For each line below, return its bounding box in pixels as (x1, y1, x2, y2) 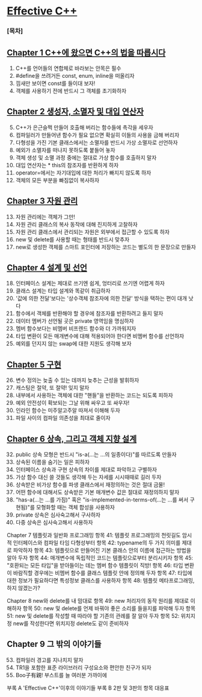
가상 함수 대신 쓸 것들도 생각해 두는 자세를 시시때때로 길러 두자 (15, 473, 162, 480)
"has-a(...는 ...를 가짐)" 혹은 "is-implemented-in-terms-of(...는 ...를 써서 (15, 496, 189, 503)
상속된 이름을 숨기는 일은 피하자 (15, 458, 90, 465)
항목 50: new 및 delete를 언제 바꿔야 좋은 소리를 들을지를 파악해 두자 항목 (22, 605, 196, 612)
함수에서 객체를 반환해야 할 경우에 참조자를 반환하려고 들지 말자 (15, 310, 164, 317)
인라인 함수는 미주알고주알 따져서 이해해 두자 (15, 407, 121, 414)
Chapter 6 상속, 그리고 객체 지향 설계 (7, 433, 137, 444)
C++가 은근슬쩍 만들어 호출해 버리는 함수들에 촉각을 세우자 (15, 124, 154, 131)
